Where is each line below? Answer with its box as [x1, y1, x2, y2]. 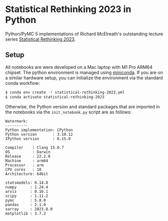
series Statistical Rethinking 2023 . [5, 36, 76, 42]
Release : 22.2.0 [5, 154, 51, 159]
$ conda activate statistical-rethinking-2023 [5, 94, 105, 99]
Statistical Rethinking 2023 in [5, 4, 132, 15]
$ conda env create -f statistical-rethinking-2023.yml [5, 89, 125, 95]
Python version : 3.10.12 [5, 132, 73, 137]
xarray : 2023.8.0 [5, 206, 53, 211]
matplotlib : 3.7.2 [5, 211, 46, 216]
